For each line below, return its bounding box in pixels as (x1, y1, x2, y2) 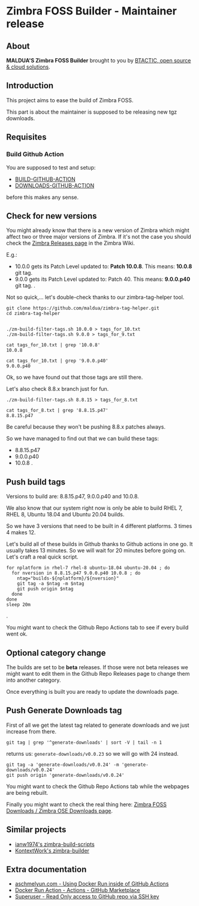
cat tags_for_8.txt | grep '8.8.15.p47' (6, 408, 109, 414)
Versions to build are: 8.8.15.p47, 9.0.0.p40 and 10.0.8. (6, 493, 139, 500)
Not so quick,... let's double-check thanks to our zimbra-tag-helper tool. (6, 293, 185, 301)
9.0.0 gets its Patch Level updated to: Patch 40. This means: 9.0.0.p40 (14, 275, 191, 283)
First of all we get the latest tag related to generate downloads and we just (6, 721, 190, 729)
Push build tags (6, 477, 66, 487)
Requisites (6, 132, 47, 142)
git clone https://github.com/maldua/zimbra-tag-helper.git (6, 305, 160, 311)
